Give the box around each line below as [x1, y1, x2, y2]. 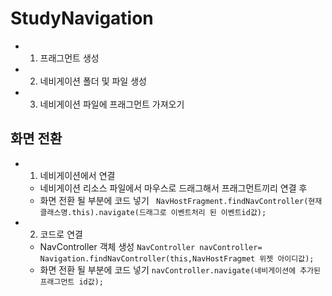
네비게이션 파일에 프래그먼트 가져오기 [39, 98, 185, 110]
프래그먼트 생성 [39, 52, 100, 64]
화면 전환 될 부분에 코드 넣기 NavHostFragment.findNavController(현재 [39, 194, 323, 206]
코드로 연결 [39, 228, 83, 240]
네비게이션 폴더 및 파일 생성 [39, 75, 147, 87]
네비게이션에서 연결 [39, 169, 116, 181]
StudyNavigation [10, 7, 154, 30]
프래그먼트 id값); [39, 277, 105, 287]
